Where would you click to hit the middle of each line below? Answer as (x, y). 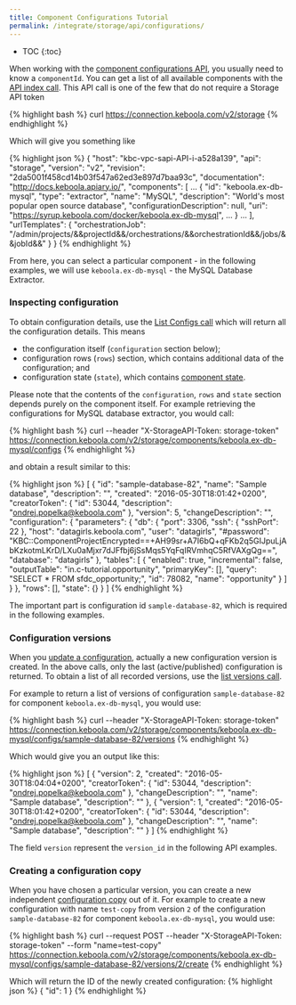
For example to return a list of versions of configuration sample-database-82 (147, 694)
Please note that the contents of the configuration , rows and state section (145, 394)
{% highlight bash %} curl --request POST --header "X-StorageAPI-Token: (146, 936)
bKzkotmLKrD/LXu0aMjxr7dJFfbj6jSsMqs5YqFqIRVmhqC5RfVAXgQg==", (144, 550)
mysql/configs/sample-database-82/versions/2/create (109, 964)
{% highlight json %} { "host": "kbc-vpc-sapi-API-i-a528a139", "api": (135, 158)
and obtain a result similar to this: (70, 466)
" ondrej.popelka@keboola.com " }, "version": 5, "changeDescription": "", (141, 512)
